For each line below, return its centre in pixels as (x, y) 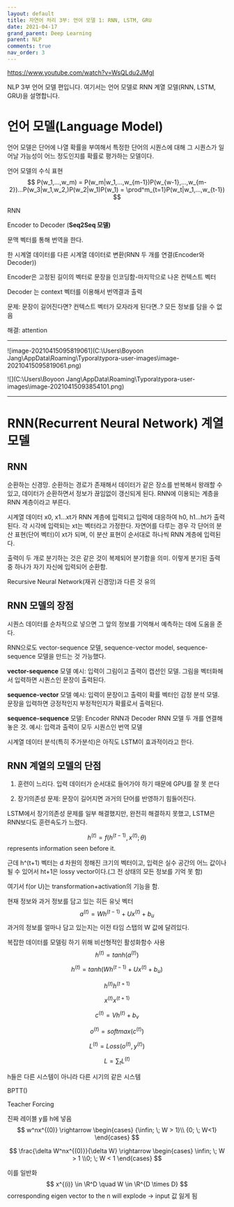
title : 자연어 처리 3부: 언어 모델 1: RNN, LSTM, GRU (79, 20)
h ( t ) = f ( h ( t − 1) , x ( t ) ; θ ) (117, 837)
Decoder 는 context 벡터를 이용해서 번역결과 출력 (75, 291)
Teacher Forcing (31, 1104)
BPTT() (17, 1091)
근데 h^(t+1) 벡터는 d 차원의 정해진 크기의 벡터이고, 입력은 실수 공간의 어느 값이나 (117, 863)
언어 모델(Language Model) (85, 127)
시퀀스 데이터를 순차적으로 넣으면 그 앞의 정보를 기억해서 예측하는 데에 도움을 (111, 624)
